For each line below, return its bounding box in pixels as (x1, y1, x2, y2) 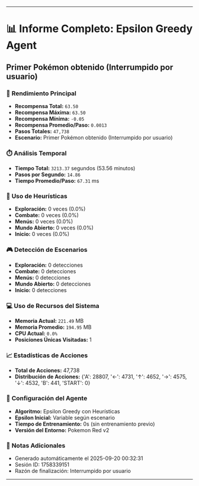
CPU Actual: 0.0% (14, 330, 58, 337)
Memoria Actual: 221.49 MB (14, 317, 84, 325)
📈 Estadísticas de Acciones (6, 351, 88, 359)
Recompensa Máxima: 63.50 (14, 109, 86, 116)
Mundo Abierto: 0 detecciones (14, 280, 91, 287)
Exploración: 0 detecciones (14, 261, 83, 268)
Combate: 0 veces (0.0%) (14, 212, 79, 219)
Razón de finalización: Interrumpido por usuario (14, 467, 131, 474)
